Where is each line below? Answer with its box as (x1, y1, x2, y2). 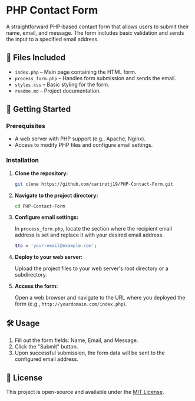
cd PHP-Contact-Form (14, 203, 65, 209)
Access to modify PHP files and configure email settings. (14, 142, 153, 149)
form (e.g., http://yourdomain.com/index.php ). (14, 300, 127, 307)
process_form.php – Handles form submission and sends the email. (14, 74, 177, 81)
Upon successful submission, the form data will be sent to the (14, 349, 165, 357)
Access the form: (14, 282, 58, 290)
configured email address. (14, 356, 78, 363)
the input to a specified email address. (6, 35, 99, 42)
